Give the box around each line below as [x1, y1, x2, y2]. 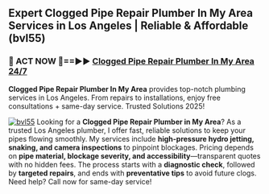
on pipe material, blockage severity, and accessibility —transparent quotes [8, 151, 261, 160]
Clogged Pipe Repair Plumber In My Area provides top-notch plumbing [8, 84, 246, 93]
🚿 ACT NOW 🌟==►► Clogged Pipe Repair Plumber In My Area [8, 56, 255, 67]
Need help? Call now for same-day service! [8, 176, 152, 186]
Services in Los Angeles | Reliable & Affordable [8, 19, 249, 33]
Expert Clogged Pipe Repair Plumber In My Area [8, 6, 254, 20]
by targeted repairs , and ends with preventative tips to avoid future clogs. [8, 168, 257, 178]
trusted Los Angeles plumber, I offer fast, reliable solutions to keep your [8, 125, 246, 135]
